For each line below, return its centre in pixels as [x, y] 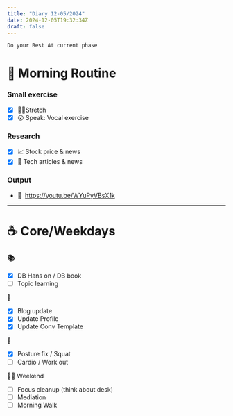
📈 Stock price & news [49, 152]
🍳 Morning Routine [62, 73]
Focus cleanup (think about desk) [65, 389]
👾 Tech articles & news [50, 162]
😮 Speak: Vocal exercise [53, 117]
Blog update [35, 311]
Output [19, 180]
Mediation [32, 397]
